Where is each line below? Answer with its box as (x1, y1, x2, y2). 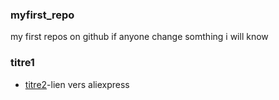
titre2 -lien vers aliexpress (24, 78, 130, 90)
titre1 (10, 56, 35, 70)
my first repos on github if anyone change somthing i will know (10, 31, 269, 43)
